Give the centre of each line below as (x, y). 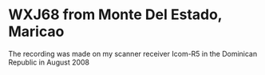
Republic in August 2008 (49, 62)
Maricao (36, 32)
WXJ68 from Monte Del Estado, (115, 15)
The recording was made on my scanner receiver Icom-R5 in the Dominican (133, 53)
